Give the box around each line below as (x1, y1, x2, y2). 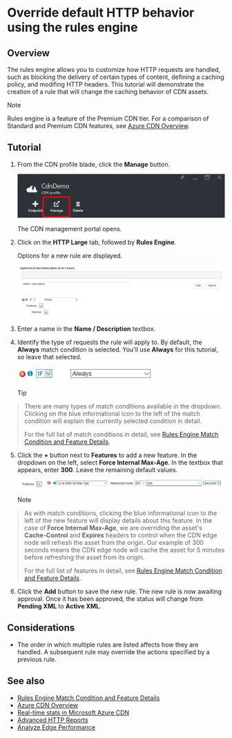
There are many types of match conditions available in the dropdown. (23, 402, 222, 411)
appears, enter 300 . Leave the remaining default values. (17, 466, 178, 474)
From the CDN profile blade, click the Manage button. (17, 160, 171, 168)
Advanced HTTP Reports (17, 715, 88, 724)
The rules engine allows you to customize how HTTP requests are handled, (7, 66, 221, 73)
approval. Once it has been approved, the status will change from (17, 594, 204, 603)
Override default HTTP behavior (7, 5, 195, 21)
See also (7, 675, 45, 687)
